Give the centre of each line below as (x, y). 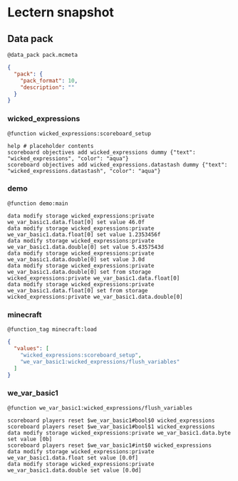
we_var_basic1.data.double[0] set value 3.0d (76, 259)
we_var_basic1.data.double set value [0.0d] (74, 470)
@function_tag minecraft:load (52, 329)
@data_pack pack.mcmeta (43, 55)
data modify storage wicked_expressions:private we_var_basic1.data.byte (119, 433)
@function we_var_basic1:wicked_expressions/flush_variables (100, 408)
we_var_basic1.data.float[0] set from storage (78, 290)
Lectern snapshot (61, 12)
